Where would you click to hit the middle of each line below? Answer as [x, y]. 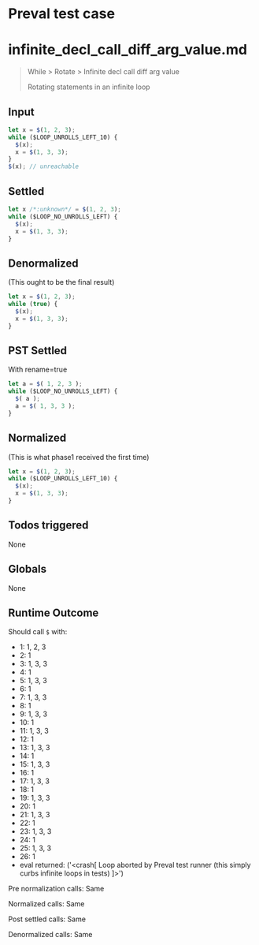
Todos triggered [48, 525]
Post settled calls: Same [47, 919]
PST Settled [38, 351]
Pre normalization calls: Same [56, 889]
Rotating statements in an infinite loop [89, 87]
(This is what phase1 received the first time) [79, 457]
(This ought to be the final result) [61, 282]
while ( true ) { [33, 304]
